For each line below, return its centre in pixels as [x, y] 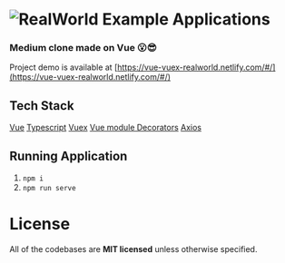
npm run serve [49, 189]
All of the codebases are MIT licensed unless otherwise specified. [133, 249]
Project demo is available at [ [64, 67]
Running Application [69, 156]
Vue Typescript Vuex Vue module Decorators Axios [106, 128]
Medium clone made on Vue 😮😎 [83, 48]
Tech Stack [42, 106]
